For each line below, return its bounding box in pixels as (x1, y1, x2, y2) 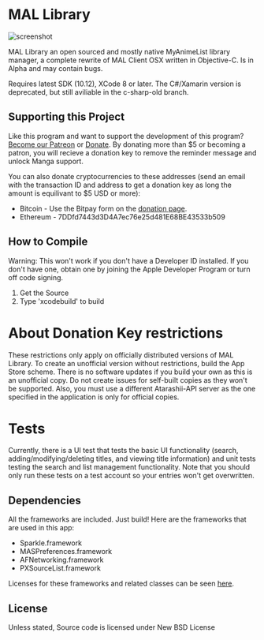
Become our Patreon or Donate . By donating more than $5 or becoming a (8, 140, 246, 149)
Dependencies (8, 493, 81, 507)
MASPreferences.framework (19, 547, 113, 556)
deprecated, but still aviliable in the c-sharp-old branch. (8, 87, 189, 96)
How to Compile (8, 235, 88, 249)
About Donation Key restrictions (8, 324, 223, 342)
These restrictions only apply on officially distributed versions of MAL (8, 350, 234, 360)
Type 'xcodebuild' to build (19, 296, 105, 305)
